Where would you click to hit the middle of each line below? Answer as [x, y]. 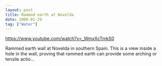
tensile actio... [20, 59]
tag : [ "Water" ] [21, 24]
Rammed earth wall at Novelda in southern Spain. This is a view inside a [81, 48]
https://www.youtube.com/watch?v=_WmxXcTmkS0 [60, 39]
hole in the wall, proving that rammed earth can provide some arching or [81, 54]
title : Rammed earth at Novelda [39, 15]
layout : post [19, 10]
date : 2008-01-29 [24, 19]
